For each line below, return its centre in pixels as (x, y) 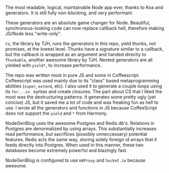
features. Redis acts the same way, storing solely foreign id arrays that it (81, 139)
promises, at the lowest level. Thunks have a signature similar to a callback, (84, 49)
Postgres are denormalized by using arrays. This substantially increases (81, 128)
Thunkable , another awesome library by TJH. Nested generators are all (79, 60)
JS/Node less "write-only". (33, 34)
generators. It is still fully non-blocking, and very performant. (69, 13)
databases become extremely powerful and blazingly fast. (66, 150)
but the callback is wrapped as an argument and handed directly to (76, 54)
